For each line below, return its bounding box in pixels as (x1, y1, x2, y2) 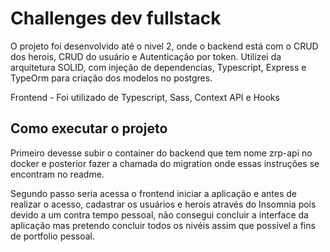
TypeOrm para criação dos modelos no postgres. (10, 72, 213, 84)
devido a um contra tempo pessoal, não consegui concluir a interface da (10, 208, 309, 221)
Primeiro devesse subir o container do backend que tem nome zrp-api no (10, 147, 313, 159)
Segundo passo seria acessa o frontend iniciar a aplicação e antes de (10, 187, 297, 199)
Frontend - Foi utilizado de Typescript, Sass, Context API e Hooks (10, 91, 280, 103)
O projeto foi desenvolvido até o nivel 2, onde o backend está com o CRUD (10, 40, 319, 52)
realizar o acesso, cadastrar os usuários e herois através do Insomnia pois (10, 198, 317, 210)
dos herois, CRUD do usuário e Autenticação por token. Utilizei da (10, 50, 282, 62)
